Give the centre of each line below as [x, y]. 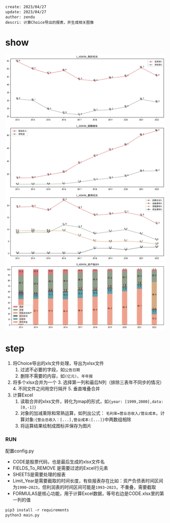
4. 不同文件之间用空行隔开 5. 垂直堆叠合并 [56, 388]
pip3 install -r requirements [37, 510]
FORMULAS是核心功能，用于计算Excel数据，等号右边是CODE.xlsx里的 [86, 494]
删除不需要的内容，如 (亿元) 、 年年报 [56, 376]
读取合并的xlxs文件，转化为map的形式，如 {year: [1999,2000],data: [92, 401]
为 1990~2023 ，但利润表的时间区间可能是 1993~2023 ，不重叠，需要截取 [84, 487]
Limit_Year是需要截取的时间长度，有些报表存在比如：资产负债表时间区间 [88, 481]
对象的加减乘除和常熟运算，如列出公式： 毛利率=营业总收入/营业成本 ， [90, 413]
